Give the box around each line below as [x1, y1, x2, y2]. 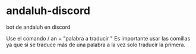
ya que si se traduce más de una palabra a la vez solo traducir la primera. [6, 41, 186, 48]
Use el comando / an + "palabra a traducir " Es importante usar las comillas [6, 35, 191, 42]
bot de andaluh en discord [6, 23, 71, 31]
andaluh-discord [6, 4, 91, 18]
